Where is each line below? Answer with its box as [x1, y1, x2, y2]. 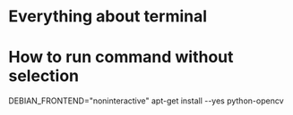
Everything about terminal [8, 6, 208, 27]
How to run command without [8, 47, 234, 68]
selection [8, 66, 80, 86]
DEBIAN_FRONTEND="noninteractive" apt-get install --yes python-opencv [8, 95, 284, 106]
